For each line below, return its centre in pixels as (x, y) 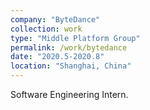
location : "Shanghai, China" (71, 66)
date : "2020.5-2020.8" (57, 57)
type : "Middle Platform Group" (75, 38)
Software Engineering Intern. (69, 94)
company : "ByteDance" (55, 19)
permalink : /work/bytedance (69, 47)
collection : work (46, 29)
